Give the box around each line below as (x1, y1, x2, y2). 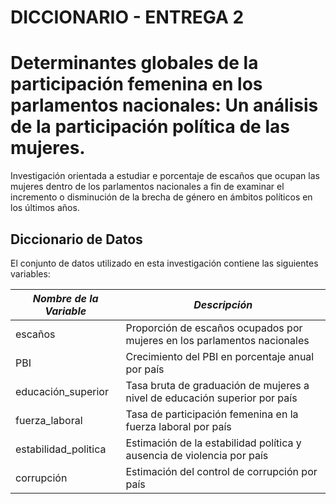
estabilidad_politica (15, 442, 107, 456)
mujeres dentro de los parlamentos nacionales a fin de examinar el (10, 181, 285, 193)
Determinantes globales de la (10, 52, 259, 75)
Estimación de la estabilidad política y (125, 436, 302, 450)
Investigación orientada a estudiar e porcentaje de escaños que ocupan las (10, 170, 320, 182)
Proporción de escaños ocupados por (125, 321, 303, 335)
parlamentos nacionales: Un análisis (10, 94, 319, 117)
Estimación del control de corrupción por (125, 464, 318, 478)
